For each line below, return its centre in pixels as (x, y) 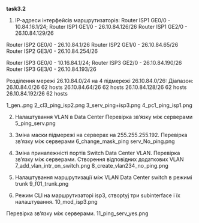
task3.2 (16, 9)
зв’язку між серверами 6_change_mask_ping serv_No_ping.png (95, 141)
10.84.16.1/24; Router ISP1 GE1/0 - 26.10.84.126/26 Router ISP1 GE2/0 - (101, 27)
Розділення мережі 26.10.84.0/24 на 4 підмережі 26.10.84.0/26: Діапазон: (100, 81)
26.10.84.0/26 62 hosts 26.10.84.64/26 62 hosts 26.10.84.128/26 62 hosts (97, 87)
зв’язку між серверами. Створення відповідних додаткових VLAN (99, 159)
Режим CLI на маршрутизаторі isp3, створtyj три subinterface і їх (98, 195)
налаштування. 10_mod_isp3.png (56, 202)
